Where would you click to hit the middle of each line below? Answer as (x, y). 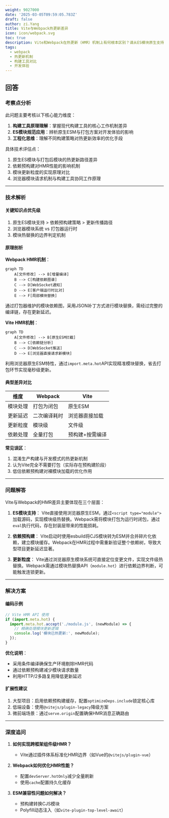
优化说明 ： (16, 653)
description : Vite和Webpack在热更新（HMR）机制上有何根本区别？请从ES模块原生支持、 (87, 43)
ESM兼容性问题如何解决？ (39, 793)
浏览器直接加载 (86, 416)
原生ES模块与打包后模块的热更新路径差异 (55, 159)
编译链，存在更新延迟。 (29, 312)
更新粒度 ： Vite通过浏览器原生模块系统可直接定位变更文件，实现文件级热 (88, 559)
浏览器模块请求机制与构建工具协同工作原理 (57, 178)
